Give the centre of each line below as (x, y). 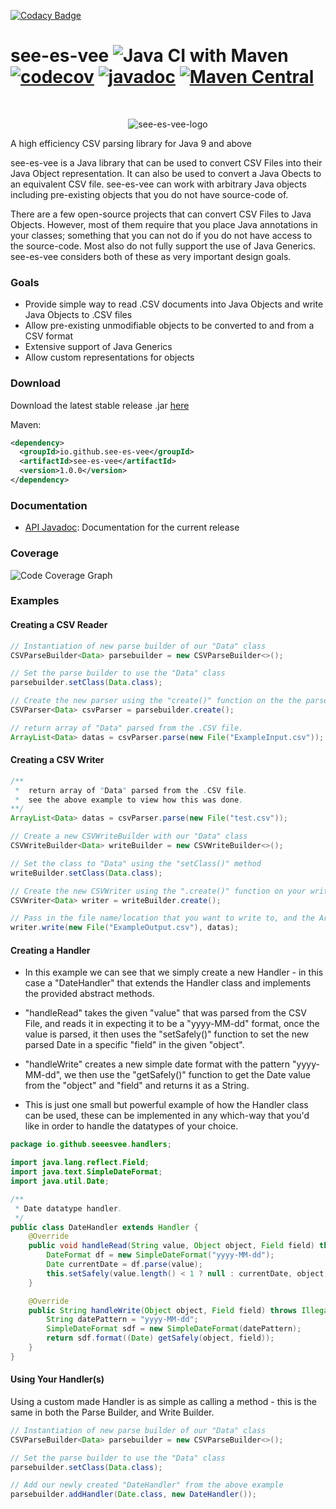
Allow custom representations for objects (109, 357)
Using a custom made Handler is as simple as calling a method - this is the (164, 1401)
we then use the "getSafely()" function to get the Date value (187, 1075)
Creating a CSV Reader (59, 625)
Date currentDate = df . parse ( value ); (124, 1265)
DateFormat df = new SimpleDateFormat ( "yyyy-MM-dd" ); (160, 1255)
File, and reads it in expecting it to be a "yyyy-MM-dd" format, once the (172, 1024)
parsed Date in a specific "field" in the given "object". (134, 1045)
